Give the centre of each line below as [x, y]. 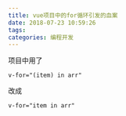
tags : [17, 30]
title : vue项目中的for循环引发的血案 [63, 15]
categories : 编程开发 [41, 37]
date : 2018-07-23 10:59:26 [52, 23]
